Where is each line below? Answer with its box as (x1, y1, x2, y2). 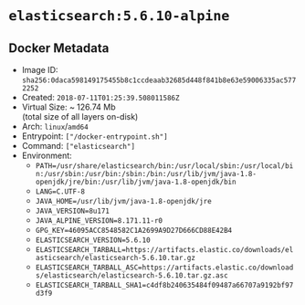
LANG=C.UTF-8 (35, 187, 86, 196)
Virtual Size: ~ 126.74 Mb (21, 101, 116, 112)
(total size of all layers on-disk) (21, 111, 139, 121)
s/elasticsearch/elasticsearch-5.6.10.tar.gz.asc (35, 271, 229, 280)
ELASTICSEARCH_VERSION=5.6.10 (35, 236, 152, 245)
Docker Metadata (8, 40, 110, 56)
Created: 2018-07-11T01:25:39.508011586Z (21, 92, 180, 102)
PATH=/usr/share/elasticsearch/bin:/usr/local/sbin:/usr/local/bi (35, 162, 294, 171)
